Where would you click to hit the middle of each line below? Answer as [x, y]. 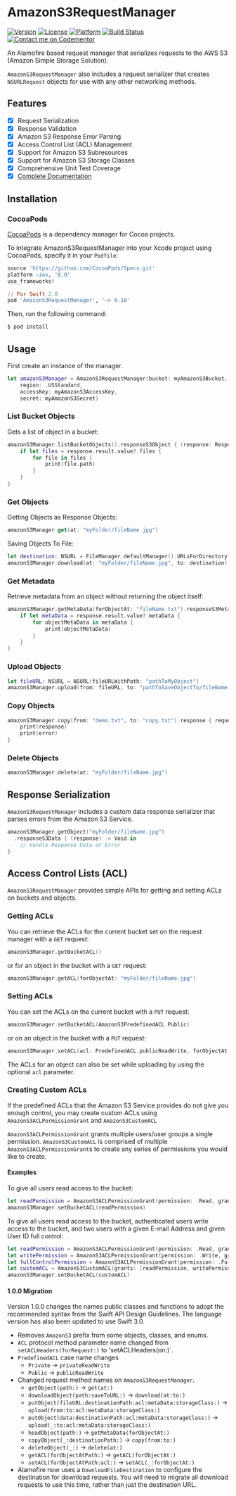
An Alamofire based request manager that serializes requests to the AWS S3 [118, 53]
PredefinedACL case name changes [68, 1358]
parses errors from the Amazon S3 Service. [70, 819]
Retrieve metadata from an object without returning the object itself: [105, 596]
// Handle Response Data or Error [70, 845]
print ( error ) [39, 734]
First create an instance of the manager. [65, 366]
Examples [22, 1172]
